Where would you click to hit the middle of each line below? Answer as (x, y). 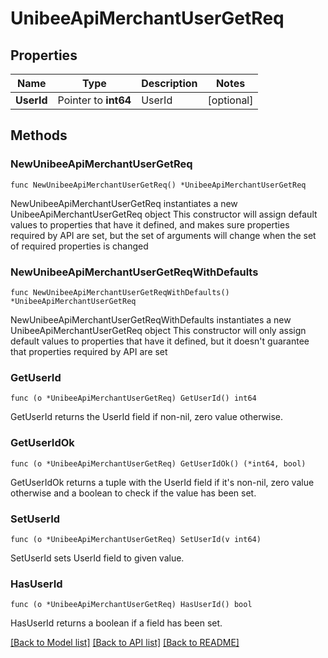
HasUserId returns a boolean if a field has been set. (116, 623)
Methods (39, 135)
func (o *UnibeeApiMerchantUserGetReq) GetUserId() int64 (133, 398)
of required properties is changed (79, 246)
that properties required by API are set (89, 351)
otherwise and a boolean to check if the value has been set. (133, 493)
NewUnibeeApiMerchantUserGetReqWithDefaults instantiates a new (151, 319)
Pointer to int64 (94, 100)
